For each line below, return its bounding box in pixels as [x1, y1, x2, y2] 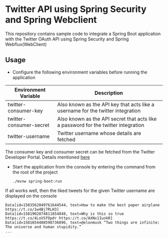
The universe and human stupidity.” [5, 224, 81, 229]
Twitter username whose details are [57, 129, 141, 136]
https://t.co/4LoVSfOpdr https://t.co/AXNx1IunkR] [5, 215, 113, 220]
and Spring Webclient [5, 14, 97, 25]
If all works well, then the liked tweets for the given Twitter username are [5, 187, 155, 193]
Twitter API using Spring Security [5, 3, 146, 15]
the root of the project [12, 169, 58, 175]
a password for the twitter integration [57, 121, 144, 128]
